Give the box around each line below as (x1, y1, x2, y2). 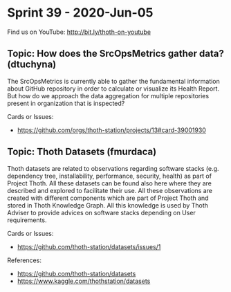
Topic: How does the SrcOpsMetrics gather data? (7, 48, 225, 60)
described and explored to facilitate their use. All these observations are (7, 186, 213, 194)
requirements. (7, 216, 47, 224)
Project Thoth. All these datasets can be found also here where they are (7, 179, 212, 188)
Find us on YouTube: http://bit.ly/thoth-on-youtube (7, 28, 151, 36)
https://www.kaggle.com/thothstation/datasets (17, 277, 151, 285)
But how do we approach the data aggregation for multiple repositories (7, 91, 210, 100)
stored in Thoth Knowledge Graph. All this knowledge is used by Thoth (7, 201, 209, 209)
